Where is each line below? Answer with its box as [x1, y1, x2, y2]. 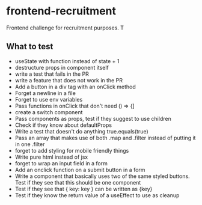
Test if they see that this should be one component [14, 179, 141, 186]
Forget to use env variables [14, 96, 83, 103]
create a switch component [14, 108, 83, 115]
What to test [6, 41, 54, 52]
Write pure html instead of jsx [14, 153, 88, 161]
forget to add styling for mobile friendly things [14, 147, 129, 154]
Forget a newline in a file [14, 89, 76, 97]
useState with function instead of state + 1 [14, 57, 120, 64]
